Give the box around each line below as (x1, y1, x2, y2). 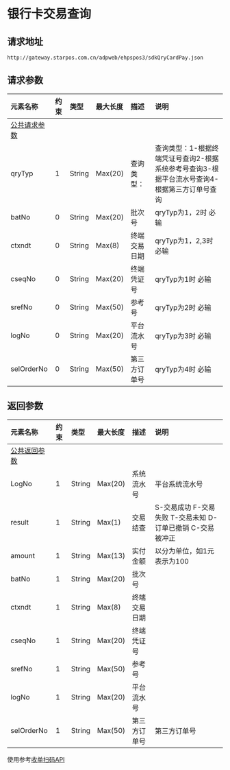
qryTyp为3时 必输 (155, 330, 212, 340)
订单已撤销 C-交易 (155, 522, 214, 532)
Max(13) (97, 551, 125, 560)
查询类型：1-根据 (155, 143, 212, 153)
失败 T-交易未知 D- (155, 512, 218, 522)
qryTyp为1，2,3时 (155, 236, 214, 245)
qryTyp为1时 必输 (155, 274, 212, 284)
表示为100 (155, 556, 190, 566)
